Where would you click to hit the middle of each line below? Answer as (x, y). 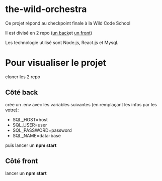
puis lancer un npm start (31, 145)
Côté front (22, 161)
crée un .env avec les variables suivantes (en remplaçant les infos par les (81, 104)
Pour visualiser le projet (56, 63)
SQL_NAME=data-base (37, 135)
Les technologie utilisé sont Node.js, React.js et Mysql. (62, 42)
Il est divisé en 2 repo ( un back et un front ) (49, 33)
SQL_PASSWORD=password (42, 130)
